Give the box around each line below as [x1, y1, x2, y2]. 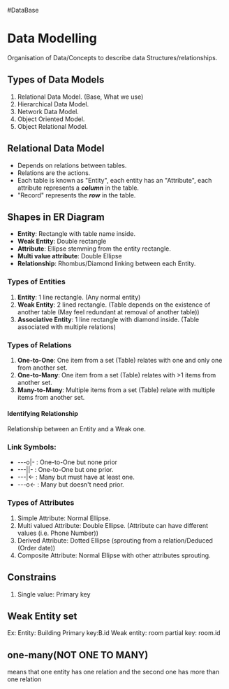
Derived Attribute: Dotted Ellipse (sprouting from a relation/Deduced [17, 536, 213, 545]
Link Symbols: [7, 443, 57, 452]
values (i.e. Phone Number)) [17, 529, 99, 537]
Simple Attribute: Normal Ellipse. [17, 514, 110, 522]
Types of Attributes [7, 498, 75, 508]
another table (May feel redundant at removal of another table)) [17, 307, 200, 316]
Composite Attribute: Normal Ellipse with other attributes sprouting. [17, 551, 211, 559]
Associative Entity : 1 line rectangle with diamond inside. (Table [17, 315, 200, 323]
